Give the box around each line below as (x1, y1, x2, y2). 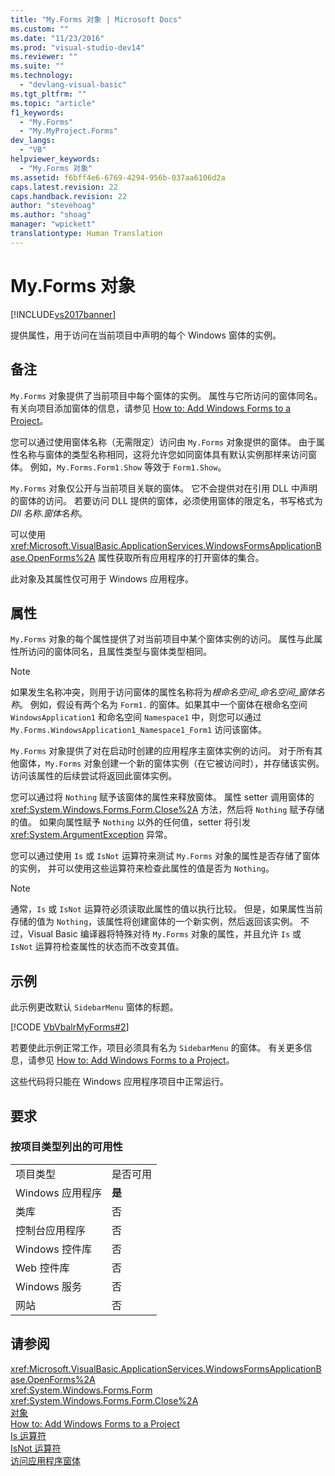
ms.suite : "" (10, 61, 65, 71)
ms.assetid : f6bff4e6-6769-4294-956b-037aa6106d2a (10, 172, 226, 183)
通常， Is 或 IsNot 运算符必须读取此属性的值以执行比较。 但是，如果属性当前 (10, 903, 323, 915)
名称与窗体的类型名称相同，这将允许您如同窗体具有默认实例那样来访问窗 (18, 448, 317, 460)
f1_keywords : (10, 107, 65, 118)
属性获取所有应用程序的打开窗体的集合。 (97, 551, 265, 563)
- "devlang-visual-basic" (19, 80, 128, 90)
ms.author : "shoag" (10, 210, 92, 220)
